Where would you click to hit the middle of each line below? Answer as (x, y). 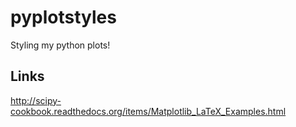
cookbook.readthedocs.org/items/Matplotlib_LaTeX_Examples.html (148, 111)
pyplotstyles (63, 17)
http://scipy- (36, 100)
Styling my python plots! (60, 45)
